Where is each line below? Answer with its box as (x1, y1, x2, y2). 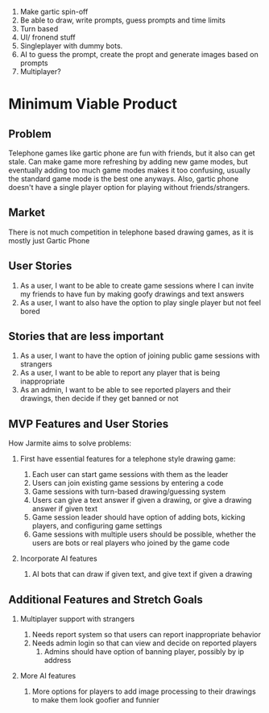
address (43, 656, 72, 665)
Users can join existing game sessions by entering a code (31, 479, 224, 488)
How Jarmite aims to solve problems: (8, 438, 131, 448)
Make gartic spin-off (19, 7, 89, 16)
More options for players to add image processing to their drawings (31, 686, 256, 696)
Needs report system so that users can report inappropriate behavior (31, 630, 262, 640)
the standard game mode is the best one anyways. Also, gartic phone (8, 174, 239, 184)
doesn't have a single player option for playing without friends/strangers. (8, 183, 250, 192)
